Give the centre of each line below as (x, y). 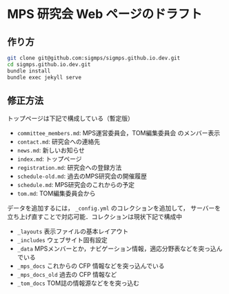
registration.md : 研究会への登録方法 (69, 168)
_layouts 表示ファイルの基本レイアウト (73, 231)
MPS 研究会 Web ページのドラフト (104, 14)
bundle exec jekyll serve (44, 77)
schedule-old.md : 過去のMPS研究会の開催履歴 (82, 176)
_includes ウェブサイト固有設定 (62, 240)
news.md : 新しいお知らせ (51, 150)
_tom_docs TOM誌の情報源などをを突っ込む (78, 283)
